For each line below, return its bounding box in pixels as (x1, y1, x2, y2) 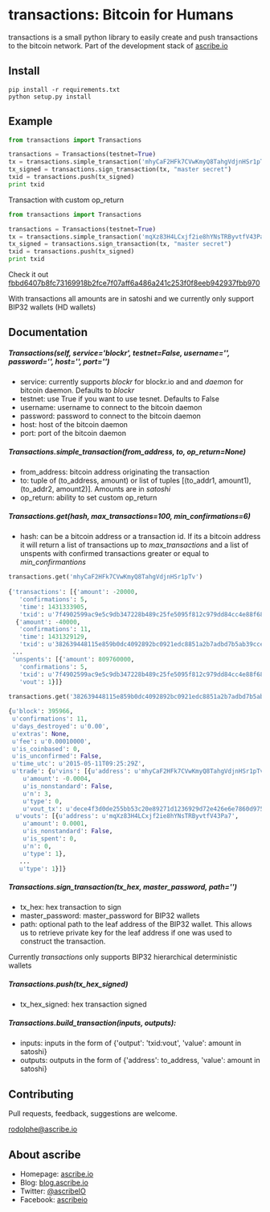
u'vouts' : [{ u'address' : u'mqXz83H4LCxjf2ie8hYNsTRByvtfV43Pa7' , (15, 812, 239, 820)
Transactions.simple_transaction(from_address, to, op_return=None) (8, 447, 247, 457)
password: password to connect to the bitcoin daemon (19, 411, 201, 421)
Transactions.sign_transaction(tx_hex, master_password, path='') (8, 882, 237, 892)
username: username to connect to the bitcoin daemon (19, 403, 202, 413)
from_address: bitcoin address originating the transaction (19, 467, 211, 477)
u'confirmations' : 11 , (11, 715, 88, 723)
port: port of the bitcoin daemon (19, 429, 127, 438)
